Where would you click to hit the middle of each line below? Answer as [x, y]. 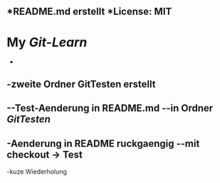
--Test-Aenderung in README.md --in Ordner [110, 108]
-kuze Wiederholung [37, 171]
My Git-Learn [47, 42]
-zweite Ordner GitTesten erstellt [81, 84]
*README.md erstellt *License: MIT [89, 12]
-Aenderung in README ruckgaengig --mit [103, 144]
